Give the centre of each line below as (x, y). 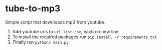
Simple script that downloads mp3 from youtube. (55, 22)
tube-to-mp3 (33, 9)
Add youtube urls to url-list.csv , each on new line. (66, 31)
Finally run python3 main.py (40, 42)
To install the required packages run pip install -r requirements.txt (84, 37)
